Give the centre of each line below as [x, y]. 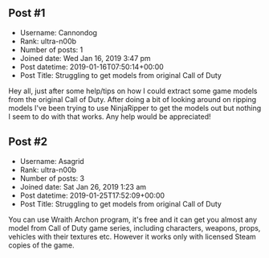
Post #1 [27, 13]
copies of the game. [41, 245]
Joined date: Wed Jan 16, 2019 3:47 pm [85, 58]
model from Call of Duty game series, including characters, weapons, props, [134, 227]
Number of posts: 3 [52, 178]
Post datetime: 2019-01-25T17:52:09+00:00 [92, 195]
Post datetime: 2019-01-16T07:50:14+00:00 [92, 67]
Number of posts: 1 [51, 49]
